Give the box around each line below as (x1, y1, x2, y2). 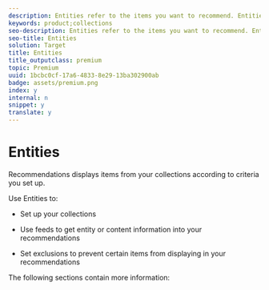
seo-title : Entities (8, 34, 78, 42)
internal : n (8, 94, 48, 102)
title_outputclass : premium (8, 57, 102, 65)
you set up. (8, 178, 46, 187)
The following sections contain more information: (8, 272, 171, 282)
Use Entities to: (8, 193, 58, 203)
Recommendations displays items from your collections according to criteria (8, 169, 259, 179)
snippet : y (8, 101, 45, 109)
